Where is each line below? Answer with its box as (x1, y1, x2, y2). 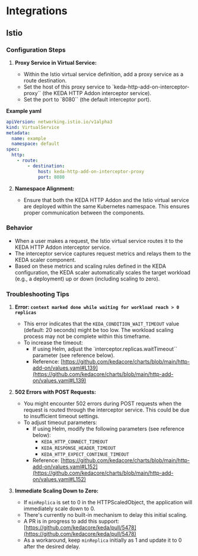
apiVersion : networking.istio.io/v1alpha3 (6, 119, 113, 125)
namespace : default (11, 141, 60, 147)
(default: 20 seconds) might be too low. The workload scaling (23, 327, 174, 334)
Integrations (6, 4, 68, 18)
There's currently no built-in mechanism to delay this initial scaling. (23, 511, 188, 519)
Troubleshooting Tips (6, 290, 70, 298)
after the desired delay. (23, 543, 81, 550)
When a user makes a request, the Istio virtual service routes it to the (14, 237, 183, 244)
